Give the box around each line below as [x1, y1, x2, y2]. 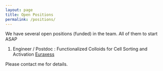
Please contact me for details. [5, 61, 68, 67]
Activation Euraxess [12, 51, 55, 57]
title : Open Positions [5, 12, 53, 17]
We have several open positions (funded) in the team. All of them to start [5, 31, 158, 37]
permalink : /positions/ [5, 17, 56, 22]
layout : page [5, 7, 33, 13]
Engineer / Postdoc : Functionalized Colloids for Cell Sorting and [12, 46, 148, 52]
